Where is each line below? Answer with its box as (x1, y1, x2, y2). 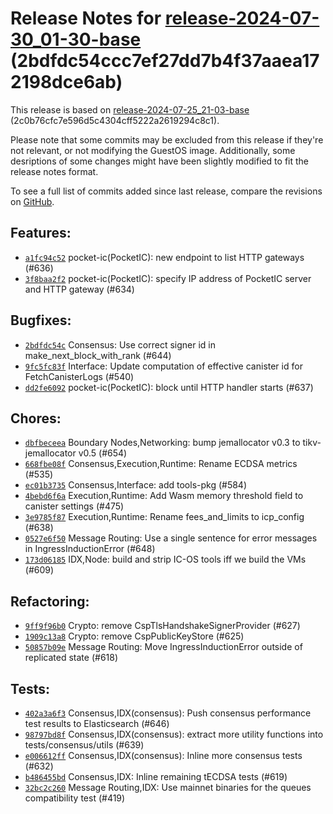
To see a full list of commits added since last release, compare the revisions (10, 185, 323, 197)
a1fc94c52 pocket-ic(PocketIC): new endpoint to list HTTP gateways (24, 251, 305, 263)
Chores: (10, 410, 62, 427)
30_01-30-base (10, 28, 142, 51)
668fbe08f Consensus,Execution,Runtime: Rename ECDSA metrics (24, 458, 298, 470)
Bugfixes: (10, 312, 72, 329)
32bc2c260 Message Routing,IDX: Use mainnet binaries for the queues (24, 782, 312, 793)
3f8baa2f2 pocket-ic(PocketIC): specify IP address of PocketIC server (24, 272, 312, 284)
